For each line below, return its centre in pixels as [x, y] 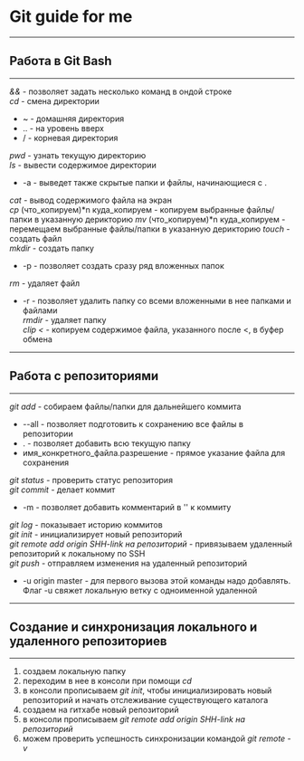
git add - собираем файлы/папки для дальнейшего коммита [125, 406]
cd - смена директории [54, 100]
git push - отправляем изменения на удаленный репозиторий [128, 563]
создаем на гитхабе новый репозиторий [100, 710]
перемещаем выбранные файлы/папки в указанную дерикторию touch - [150, 229]
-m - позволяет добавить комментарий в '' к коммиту [127, 507]
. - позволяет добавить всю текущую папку [107, 443]
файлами [40, 310]
